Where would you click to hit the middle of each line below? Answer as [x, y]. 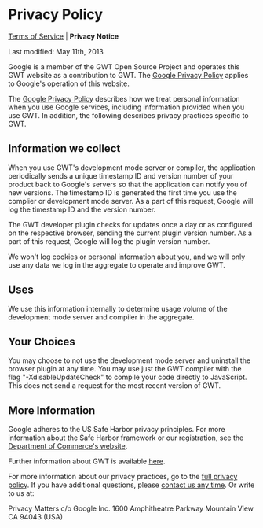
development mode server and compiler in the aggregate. [101, 317]
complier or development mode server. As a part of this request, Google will [131, 201]
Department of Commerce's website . [68, 446]
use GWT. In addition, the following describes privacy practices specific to [128, 115]
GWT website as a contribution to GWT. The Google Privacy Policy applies [128, 75]
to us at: [21, 493]
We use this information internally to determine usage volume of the [118, 308]
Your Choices [42, 341]
